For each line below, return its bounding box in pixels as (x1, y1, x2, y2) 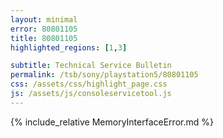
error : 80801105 (10, 24, 78, 34)
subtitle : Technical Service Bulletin (10, 61, 172, 71)
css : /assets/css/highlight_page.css (10, 79, 168, 90)
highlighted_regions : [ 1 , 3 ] (10, 42, 128, 53)
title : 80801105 (10, 33, 78, 43)
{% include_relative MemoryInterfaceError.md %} (10, 116, 214, 128)
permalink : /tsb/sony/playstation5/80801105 (10, 70, 199, 80)
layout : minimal (10, 14, 78, 25)
